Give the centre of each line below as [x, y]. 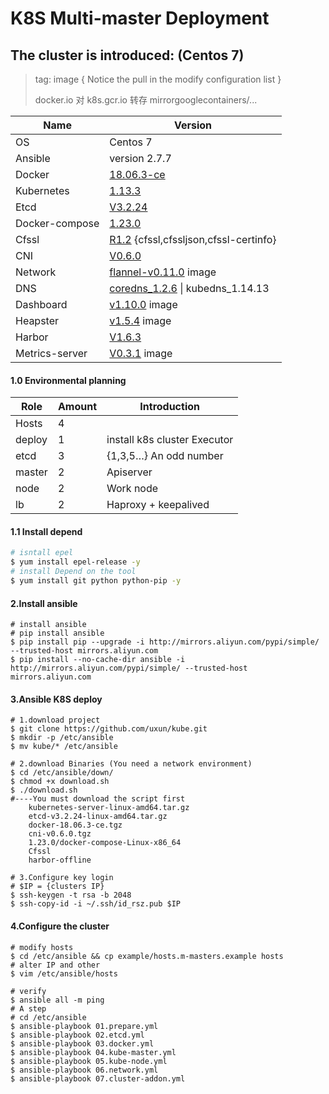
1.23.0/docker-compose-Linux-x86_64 [105, 843]
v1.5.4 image [140, 320]
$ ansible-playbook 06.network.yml [84, 1070]
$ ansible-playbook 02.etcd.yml [77, 1035]
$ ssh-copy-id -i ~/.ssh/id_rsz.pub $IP [96, 904]
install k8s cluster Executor [170, 440]
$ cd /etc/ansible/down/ [62, 773]
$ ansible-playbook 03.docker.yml [82, 1043]
